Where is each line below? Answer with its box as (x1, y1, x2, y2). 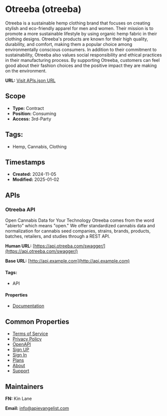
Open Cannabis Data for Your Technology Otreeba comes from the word (5, 217, 154, 223)
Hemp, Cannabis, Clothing (12, 143, 67, 149)
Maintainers (5, 382, 44, 391)
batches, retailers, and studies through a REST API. (5, 233, 110, 239)
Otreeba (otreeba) (5, 3, 81, 15)
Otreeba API (5, 206, 35, 213)
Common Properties (5, 317, 69, 326)
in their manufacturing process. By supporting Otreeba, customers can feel (5, 57, 160, 63)
